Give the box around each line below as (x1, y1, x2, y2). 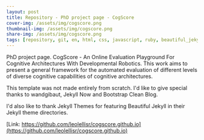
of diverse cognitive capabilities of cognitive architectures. (6, 73, 153, 80)
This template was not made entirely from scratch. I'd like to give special (6, 84, 188, 91)
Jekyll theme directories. (6, 109, 69, 116)
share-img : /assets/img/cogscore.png (6, 31, 102, 37)
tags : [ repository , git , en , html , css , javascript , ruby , (6, 37, 159, 43)
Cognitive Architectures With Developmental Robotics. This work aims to (6, 60, 188, 67)
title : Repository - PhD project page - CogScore (6, 14, 135, 21)
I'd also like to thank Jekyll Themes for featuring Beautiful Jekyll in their (6, 103, 185, 109)
